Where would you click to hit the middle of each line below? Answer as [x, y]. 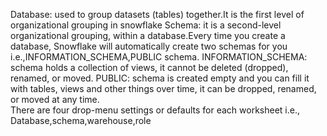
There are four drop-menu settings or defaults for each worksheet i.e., [155, 110]
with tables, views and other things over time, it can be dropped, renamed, [163, 88]
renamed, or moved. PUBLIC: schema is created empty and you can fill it [160, 78]
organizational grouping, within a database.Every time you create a [148, 35]
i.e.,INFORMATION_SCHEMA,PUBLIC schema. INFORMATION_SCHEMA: [159, 57]
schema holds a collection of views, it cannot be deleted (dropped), [149, 67]
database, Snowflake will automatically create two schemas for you [149, 46]
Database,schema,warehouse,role [81, 120]
